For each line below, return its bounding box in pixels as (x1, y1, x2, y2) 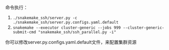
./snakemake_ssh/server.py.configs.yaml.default (12, 20, 119, 25)
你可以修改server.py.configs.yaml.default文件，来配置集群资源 (5, 39, 137, 45)
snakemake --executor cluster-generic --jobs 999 (12, 25, 121, 30)
